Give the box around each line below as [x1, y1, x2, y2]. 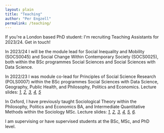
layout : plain [5, 7, 34, 12]
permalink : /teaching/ [5, 20, 51, 26]
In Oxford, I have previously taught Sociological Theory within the [5, 98, 137, 105]
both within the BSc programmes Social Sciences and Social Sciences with [5, 59, 156, 65]
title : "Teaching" [5, 12, 42, 17]
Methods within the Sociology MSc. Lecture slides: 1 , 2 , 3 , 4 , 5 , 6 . [5, 109, 136, 115]
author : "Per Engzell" [5, 16, 51, 21]
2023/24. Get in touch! [5, 39, 51, 45]
